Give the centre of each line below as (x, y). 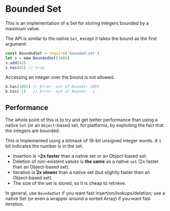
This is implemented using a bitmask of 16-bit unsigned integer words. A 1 (83, 141)
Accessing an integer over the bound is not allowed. (60, 77)
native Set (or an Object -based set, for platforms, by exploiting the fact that (84, 125)
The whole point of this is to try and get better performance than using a (81, 120)
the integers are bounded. (33, 131)
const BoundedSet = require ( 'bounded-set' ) (52, 53)
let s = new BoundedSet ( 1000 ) (38, 58)
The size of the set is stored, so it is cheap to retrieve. (69, 183)
